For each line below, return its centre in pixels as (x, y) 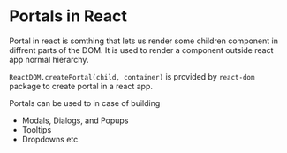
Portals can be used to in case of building (85, 103)
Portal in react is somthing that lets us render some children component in (143, 41)
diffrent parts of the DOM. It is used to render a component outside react (141, 50)
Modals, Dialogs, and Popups (75, 120)
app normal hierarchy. (49, 59)
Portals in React (68, 16)
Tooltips (37, 129)
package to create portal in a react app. (81, 86)
